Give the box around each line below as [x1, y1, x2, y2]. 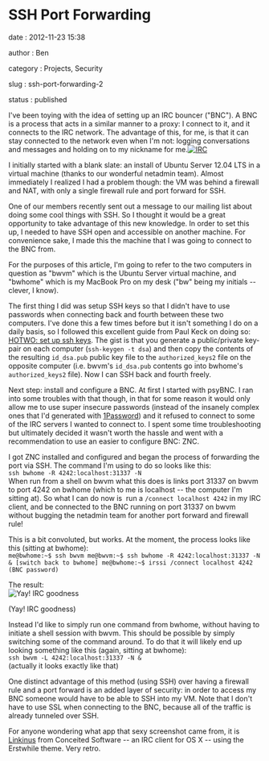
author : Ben [8, 48, 50, 57]
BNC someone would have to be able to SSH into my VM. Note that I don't [8, 693, 253, 703]
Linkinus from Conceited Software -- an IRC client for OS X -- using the [8, 734, 244, 744]
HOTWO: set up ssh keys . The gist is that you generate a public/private [8, 335, 243, 345]
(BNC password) [8, 565, 59, 573]
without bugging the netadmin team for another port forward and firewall [8, 510, 249, 520]
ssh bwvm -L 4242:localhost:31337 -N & [8, 654, 142, 662]
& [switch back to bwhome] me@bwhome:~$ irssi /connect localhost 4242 [8, 558, 253, 567]
